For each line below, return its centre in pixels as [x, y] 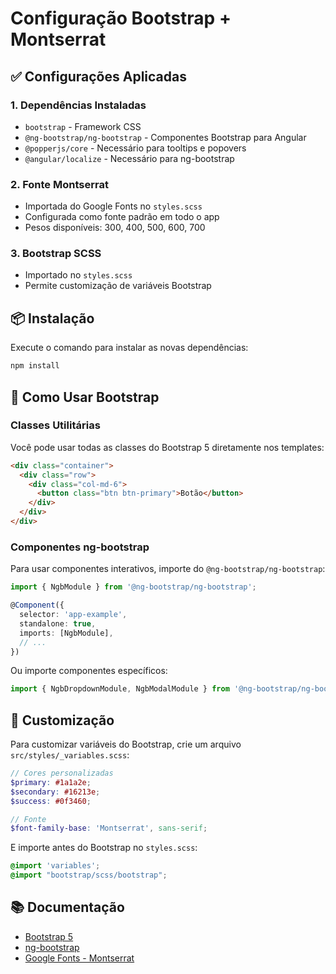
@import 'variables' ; [55, 866]
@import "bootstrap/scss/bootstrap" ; [89, 875]
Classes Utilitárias [55, 425]
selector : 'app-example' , [73, 615]
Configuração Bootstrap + [121, 18]
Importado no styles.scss [78, 275]
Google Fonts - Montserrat [79, 958]
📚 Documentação [67, 907]
